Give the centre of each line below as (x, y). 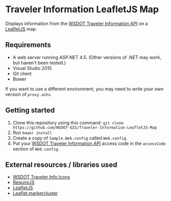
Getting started (30, 110)
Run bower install (32, 132)
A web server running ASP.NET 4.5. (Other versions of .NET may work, (87, 57)
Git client (22, 73)
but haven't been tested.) (39, 63)
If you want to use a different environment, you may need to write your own (84, 89)
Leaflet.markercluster (35, 193)
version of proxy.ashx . (29, 94)
